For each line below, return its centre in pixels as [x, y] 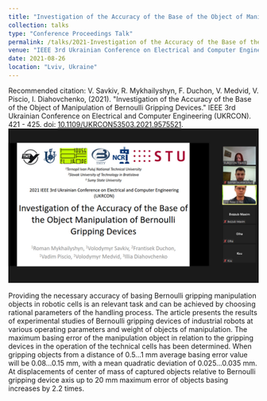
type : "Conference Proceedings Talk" [71, 33]
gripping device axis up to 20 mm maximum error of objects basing [118, 380]
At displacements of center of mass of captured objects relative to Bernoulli [132, 371]
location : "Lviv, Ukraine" [53, 67]
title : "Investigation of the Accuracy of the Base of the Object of [126, 17]
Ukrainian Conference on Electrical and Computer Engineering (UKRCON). [130, 116]
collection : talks [39, 25]
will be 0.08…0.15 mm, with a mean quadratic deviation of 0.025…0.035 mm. [133, 363]
